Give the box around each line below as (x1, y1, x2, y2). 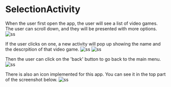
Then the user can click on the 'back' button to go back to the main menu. (5, 56, 161, 62)
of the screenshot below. (5, 76, 58, 82)
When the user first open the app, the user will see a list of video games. (5, 20, 158, 26)
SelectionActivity (5, 4, 81, 15)
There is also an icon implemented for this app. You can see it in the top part (5, 71, 166, 77)
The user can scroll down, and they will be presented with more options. (5, 25, 157, 31)
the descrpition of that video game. (5, 46, 80, 52)
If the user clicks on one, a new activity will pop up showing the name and (5, 40, 161, 47)
